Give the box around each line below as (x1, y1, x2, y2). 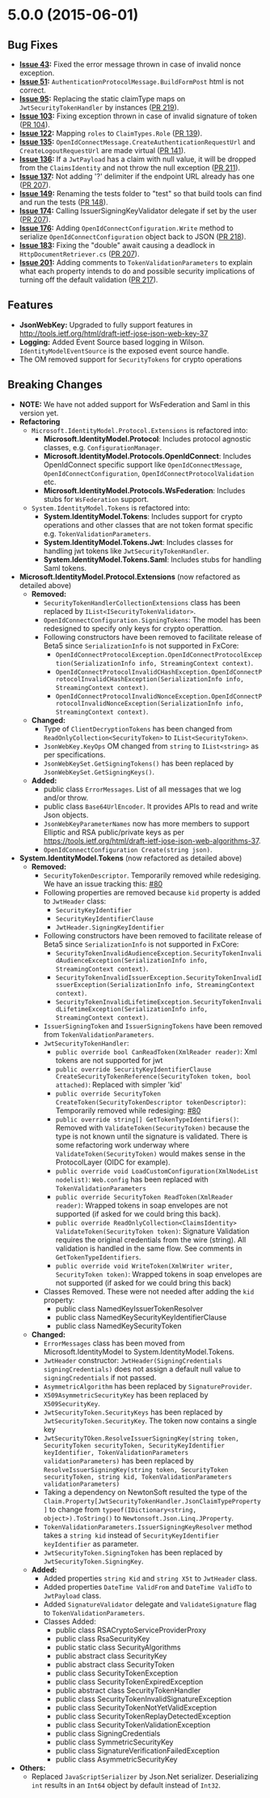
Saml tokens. (43, 563, 86, 573)
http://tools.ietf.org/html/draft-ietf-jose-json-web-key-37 (19, 328, 209, 338)
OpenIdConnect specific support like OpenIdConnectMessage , (43, 460, 243, 470)
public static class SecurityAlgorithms (55, 1642, 181, 1652)
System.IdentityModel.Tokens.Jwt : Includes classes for (43, 537, 234, 547)
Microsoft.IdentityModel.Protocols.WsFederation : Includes (43, 485, 246, 496)
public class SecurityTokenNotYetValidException (55, 1702, 217, 1712)
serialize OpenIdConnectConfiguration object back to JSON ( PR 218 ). (19, 232, 247, 241)
